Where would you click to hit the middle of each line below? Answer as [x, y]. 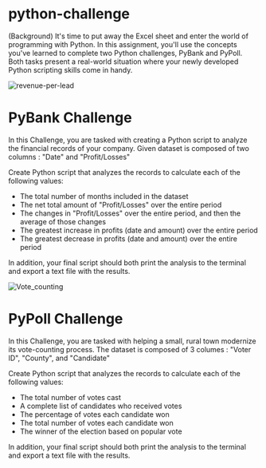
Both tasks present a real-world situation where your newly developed [123, 61]
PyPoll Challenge [66, 319]
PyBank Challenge [70, 118]
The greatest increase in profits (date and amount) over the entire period [139, 230]
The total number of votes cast [70, 397]
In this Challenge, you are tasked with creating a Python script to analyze [128, 140]
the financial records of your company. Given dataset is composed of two [129, 148]
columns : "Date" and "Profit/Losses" [69, 157]
